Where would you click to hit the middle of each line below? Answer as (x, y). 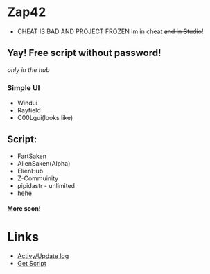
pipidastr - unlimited (46, 185)
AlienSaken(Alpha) (44, 163)
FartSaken (32, 156)
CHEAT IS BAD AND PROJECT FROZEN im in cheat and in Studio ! (110, 31)
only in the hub (28, 69)
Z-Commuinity (38, 178)
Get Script (32, 264)
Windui (27, 103)
